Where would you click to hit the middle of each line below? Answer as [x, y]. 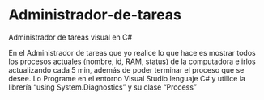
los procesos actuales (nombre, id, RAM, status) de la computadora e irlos [132, 61]
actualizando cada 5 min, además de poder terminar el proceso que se [126, 69]
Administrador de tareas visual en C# [70, 37]
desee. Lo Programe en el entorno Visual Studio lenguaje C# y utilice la [127, 78]
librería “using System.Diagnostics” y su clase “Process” [102, 87]
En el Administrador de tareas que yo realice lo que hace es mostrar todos [132, 52]
